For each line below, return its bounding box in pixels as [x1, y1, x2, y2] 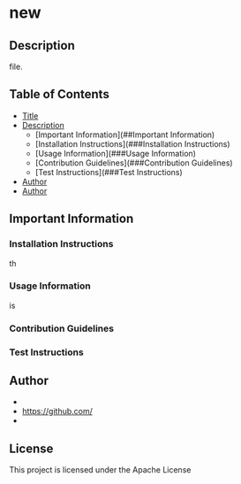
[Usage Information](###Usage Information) [34, 148, 197, 158]
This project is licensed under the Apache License [9, 465, 192, 475]
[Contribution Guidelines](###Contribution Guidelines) [34, 157, 233, 168]
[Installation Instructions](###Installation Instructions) [34, 138, 231, 149]
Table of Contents [9, 87, 110, 102]
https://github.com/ [21, 406, 93, 417]
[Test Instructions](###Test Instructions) [34, 166, 183, 177]
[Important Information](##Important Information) [34, 129, 215, 140]
